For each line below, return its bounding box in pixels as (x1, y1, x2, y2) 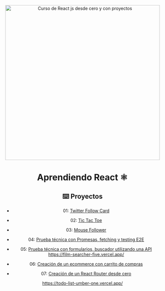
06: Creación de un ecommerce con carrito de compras (29, 261, 143, 267)
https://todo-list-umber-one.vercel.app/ (42, 280, 123, 286)
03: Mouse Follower (66, 227, 107, 233)
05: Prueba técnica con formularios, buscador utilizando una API (20, 246, 152, 252)
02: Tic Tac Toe (70, 218, 102, 223)
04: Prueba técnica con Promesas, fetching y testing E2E (28, 236, 144, 242)
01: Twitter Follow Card (63, 208, 110, 214)
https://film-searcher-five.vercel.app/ (48, 251, 124, 257)
